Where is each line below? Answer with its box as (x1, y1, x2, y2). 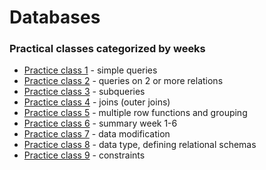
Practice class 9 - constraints (23, 149, 146, 161)
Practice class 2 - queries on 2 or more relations (23, 75, 224, 87)
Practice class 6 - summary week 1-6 (23, 117, 178, 130)
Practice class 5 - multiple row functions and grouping (23, 107, 248, 119)
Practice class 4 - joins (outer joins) (23, 96, 171, 108)
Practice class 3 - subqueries (23, 86, 146, 98)
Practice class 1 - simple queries (23, 64, 158, 76)
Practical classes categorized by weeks (9, 42, 206, 56)
